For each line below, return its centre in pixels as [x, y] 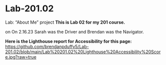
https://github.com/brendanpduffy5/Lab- [47, 46]
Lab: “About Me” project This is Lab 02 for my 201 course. [65, 22]
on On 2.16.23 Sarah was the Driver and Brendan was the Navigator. [75, 32]
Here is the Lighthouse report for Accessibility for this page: [69, 41]
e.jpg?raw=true [21, 57]
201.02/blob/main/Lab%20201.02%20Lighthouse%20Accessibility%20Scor [83, 52]
